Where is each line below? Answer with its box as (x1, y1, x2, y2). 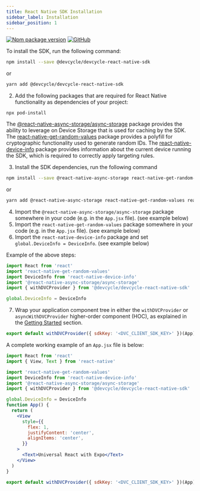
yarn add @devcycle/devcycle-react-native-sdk (6, 82, 124, 87)
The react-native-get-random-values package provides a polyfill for (6, 133, 173, 140)
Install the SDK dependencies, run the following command (14, 164, 158, 171)
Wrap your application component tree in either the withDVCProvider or (14, 307, 189, 314)
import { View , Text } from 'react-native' (6, 358, 116, 364)
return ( (11, 408, 33, 414)
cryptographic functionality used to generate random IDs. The (6, 139, 158, 146)
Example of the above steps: (6, 251, 76, 258)
